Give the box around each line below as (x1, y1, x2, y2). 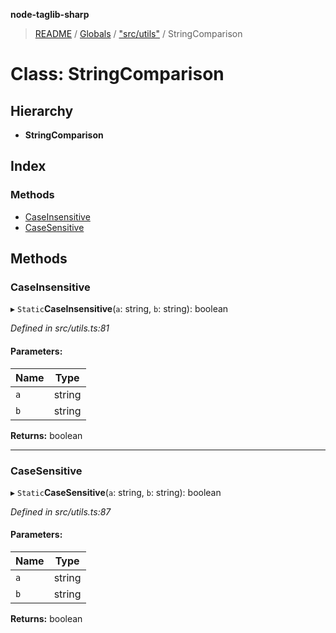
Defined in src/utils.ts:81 (10, 322, 110, 334)
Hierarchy (10, 102, 74, 119)
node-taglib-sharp (10, 9, 90, 20)
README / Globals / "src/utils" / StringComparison (34, 28, 243, 39)
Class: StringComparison (10, 63, 225, 86)
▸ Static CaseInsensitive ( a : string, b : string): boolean (10, 303, 229, 315)
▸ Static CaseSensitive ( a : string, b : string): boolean (10, 486, 222, 498)
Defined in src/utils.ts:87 (10, 505, 112, 518)
